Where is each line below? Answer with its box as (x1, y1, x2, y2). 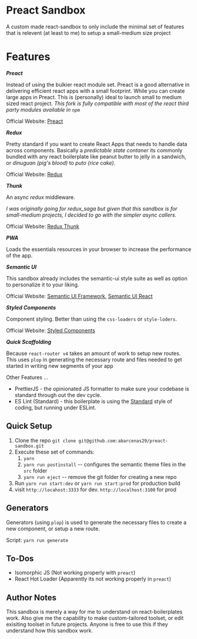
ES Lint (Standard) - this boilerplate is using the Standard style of (14, 397, 172, 405)
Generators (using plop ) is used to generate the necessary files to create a (6, 519, 187, 526)
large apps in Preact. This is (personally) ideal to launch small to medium (6, 93, 182, 100)
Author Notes (6, 592, 57, 602)
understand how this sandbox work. (6, 627, 93, 634)
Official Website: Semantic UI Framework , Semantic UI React (6, 292, 153, 299)
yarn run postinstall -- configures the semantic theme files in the (23, 461, 186, 468)
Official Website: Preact (6, 118, 64, 125)
